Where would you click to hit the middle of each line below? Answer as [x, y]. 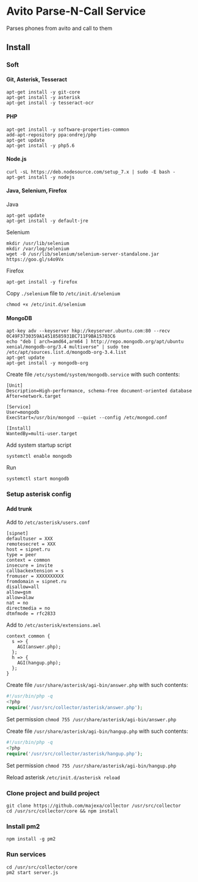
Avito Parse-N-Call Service [76, 11]
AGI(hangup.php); [39, 663]
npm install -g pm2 [31, 839]
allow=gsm [19, 592]
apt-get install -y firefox [42, 282]
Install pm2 [23, 826]
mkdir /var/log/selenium [38, 249]
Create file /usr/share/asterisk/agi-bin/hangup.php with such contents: [97, 731]
